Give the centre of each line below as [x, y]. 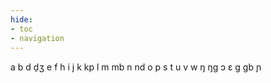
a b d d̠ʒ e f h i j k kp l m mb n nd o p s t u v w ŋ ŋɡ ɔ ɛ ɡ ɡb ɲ [136, 67]
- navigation [37, 38]
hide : [21, 19]
